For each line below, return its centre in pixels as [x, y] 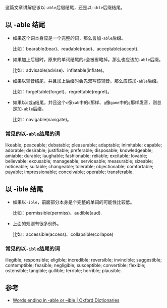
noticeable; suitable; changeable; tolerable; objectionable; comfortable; [79, 167]
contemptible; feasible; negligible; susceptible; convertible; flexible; [75, 265]
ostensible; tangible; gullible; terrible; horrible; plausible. [64, 271]
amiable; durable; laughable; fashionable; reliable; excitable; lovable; [76, 156]
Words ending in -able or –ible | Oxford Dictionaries [66, 300]
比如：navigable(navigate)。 [42, 119]
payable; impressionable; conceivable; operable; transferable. [70, 172]
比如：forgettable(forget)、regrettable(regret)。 [62, 91]
